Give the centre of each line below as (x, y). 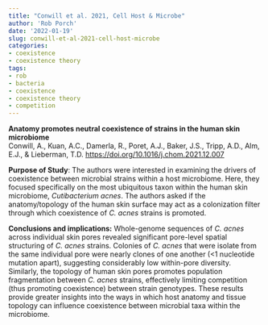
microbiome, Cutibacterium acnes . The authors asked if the (107, 196)
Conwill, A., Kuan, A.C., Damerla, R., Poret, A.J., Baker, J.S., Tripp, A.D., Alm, (134, 146)
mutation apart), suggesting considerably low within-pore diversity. (120, 263)
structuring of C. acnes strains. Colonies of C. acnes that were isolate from (133, 246)
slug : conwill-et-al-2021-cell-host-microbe (84, 38)
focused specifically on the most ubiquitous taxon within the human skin (128, 187)
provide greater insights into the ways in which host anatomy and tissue (128, 297)
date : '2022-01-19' (41, 31)
